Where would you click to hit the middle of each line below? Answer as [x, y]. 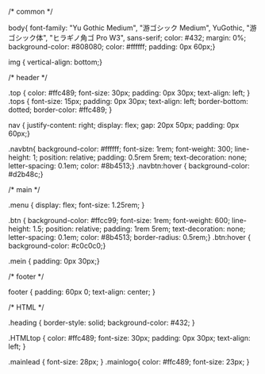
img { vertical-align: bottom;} [56, 62]
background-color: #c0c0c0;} [57, 246]
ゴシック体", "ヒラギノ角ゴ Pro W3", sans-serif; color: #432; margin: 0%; [127, 38]
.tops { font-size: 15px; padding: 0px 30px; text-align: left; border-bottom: [128, 101]
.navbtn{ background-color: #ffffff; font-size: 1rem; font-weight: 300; [121, 149]
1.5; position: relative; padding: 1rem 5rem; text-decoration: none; [139, 229]
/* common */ [31, 12]
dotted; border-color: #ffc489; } [60, 110]
